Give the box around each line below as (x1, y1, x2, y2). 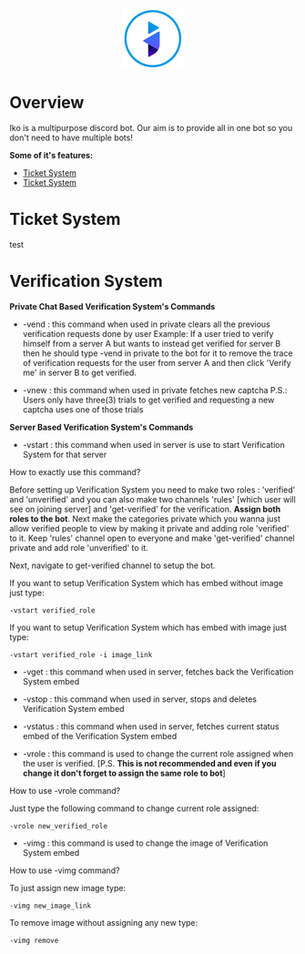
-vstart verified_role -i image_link (9, 650, 153, 659)
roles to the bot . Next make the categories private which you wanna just (9, 513, 280, 524)
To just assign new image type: (9, 882, 126, 893)
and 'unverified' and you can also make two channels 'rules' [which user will (9, 493, 296, 504)
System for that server (22, 449, 107, 460)
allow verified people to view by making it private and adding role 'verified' (9, 523, 290, 533)
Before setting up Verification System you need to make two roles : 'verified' (9, 484, 296, 495)
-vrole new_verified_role (9, 821, 107, 830)
